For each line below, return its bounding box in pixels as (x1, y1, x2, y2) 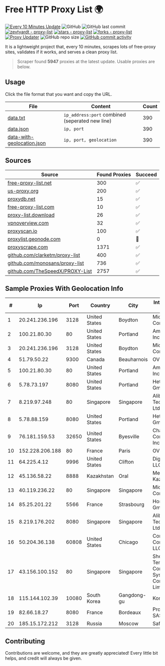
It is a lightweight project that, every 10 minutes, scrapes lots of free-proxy (5, 43, 156, 49)
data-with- (7, 133, 34, 140)
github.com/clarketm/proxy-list (7, 251, 80, 258)
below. (17, 64, 31, 70)
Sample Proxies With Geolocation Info (5, 284, 124, 293)
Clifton (118, 459, 134, 466)
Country (90, 302, 110, 309)
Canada (86, 356, 105, 363)
